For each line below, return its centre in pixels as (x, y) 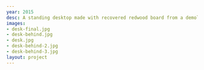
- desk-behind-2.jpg (32, 46)
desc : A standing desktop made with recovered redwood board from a (95, 18)
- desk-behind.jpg (29, 35)
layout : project (27, 57)
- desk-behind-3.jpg (32, 52)
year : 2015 (20, 12)
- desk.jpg (20, 40)
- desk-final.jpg (28, 29)
